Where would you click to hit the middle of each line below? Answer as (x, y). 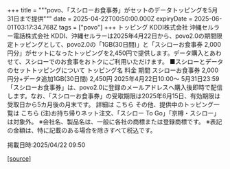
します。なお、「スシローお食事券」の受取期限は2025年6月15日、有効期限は (114, 96)
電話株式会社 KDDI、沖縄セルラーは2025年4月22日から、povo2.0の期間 (115, 36)
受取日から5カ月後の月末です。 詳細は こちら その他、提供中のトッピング (111, 104)
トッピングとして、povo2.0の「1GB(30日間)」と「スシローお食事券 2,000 (117, 44)
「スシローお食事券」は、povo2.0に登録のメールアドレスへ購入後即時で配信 (115, 87)
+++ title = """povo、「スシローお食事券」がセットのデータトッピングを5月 (113, 10)
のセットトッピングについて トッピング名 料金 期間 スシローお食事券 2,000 (113, 70)
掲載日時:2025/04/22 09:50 (46, 145)
